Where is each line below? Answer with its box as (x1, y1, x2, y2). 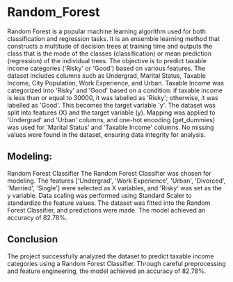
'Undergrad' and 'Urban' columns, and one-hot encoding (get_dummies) (7, 115, 216, 124)
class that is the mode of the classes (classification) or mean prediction (7, 49, 212, 58)
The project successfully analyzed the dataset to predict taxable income (7, 251, 214, 260)
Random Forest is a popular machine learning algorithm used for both (7, 27, 207, 35)
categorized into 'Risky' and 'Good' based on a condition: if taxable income (7, 86, 223, 94)
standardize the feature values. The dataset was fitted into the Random (7, 199, 211, 207)
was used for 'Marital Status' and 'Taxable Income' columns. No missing (7, 123, 214, 131)
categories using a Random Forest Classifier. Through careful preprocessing (7, 259, 226, 267)
